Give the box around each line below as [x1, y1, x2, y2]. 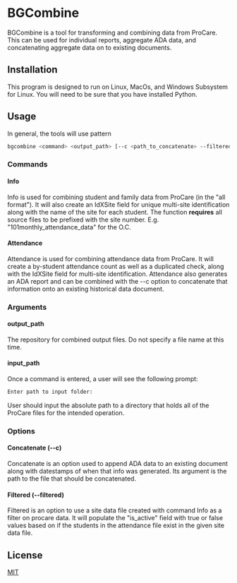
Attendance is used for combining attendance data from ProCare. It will [7, 254, 214, 263]
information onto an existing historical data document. [7, 284, 164, 293]
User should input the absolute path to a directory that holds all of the [7, 401, 209, 409]
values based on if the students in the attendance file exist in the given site [7, 521, 224, 530]
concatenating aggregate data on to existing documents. [7, 43, 172, 52]
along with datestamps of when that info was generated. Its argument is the [7, 467, 227, 476]
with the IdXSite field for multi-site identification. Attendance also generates [7, 270, 228, 278]
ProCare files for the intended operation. [7, 408, 125, 417]
